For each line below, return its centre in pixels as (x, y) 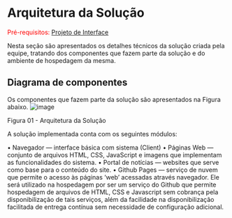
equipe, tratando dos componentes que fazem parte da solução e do (106, 53)
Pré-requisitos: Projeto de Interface (58, 32)
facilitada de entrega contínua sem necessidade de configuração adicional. (116, 207)
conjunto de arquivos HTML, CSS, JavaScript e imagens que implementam (115, 154)
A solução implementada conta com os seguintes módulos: (92, 133)
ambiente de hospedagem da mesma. (62, 60)
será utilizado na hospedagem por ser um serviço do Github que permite (112, 184)
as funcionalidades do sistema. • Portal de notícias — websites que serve (113, 162)
